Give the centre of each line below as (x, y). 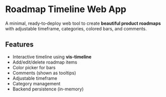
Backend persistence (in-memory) (48, 89)
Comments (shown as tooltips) (44, 73)
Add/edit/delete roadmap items (45, 62)
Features (19, 45)
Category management (36, 83)
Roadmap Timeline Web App (66, 9)
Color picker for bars (34, 67)
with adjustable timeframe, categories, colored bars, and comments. (76, 28)
